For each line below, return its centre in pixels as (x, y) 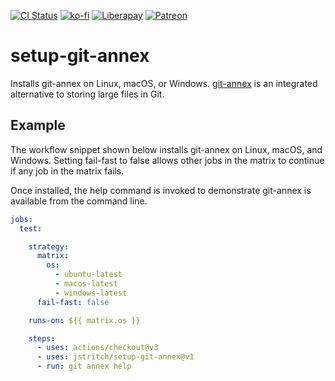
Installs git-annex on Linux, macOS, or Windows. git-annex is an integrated (164, 83)
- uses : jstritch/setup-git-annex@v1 (115, 357)
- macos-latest (86, 284)
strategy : (49, 246)
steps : (42, 338)
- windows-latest (91, 293)
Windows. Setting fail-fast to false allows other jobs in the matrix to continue (167, 160)
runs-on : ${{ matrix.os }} (84, 320)
